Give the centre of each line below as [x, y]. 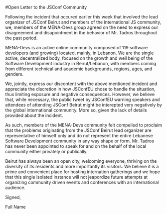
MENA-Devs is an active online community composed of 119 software [77, 48]
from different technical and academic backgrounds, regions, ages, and [79, 69]
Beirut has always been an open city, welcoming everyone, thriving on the [81, 161]
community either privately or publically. [47, 152]
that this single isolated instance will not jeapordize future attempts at [77, 177]
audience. [15, 188]
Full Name [15, 207]
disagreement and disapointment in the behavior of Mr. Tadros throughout [81, 33]
